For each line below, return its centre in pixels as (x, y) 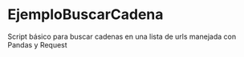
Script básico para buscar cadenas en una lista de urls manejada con (122, 36)
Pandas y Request (37, 44)
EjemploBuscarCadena (85, 15)
